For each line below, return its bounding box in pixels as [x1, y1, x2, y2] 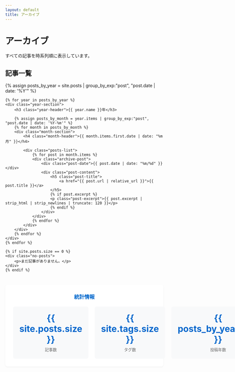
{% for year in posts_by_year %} [5, 98, 75, 103]
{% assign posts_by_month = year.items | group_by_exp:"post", [14, 116, 150, 121]
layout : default [5, 7, 39, 13]
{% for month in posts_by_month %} [14, 125, 89, 130]
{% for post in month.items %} [32, 152, 98, 157]
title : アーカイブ [5, 12, 40, 17]
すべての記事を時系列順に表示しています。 [5, 53, 92, 59]
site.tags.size [101, 323, 159, 335]
